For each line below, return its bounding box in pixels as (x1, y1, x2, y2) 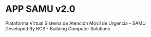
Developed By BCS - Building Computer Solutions (5, 25, 110, 31)
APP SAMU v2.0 (5, 3, 75, 15)
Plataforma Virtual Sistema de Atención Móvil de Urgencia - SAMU (5, 20, 146, 26)
